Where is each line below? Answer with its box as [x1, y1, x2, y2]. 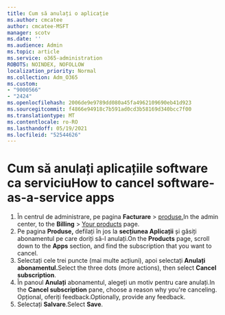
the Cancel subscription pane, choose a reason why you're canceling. [16, 285, 217, 294]
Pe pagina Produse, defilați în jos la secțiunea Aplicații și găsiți [16, 227, 197, 235]
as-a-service [7, 190, 84, 206]
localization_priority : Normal [7, 67, 97, 74]
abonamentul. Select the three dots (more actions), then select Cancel [16, 264, 217, 272]
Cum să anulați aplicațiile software [7, 161, 208, 176]
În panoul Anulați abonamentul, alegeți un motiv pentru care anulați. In [16, 279, 215, 287]
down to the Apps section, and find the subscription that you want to [16, 242, 212, 250]
